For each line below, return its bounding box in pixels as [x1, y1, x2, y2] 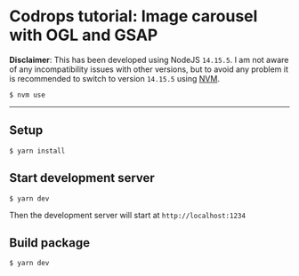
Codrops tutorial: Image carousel [9, 6, 258, 27]
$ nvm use [9, 91, 46, 99]
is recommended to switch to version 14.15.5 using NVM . [9, 73, 221, 83]
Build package [9, 235, 91, 250]
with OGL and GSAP [9, 25, 158, 45]
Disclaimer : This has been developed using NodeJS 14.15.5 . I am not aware [9, 54, 289, 65]
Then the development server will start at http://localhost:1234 [9, 209, 246, 220]
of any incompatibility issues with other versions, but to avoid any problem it [9, 64, 289, 75]
